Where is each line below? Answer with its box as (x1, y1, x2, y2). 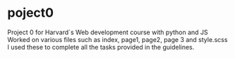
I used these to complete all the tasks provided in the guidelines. (7, 43, 195, 51)
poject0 (7, 5, 54, 21)
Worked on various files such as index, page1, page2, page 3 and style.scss (7, 35, 228, 43)
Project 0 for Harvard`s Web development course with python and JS (7, 28, 208, 36)
